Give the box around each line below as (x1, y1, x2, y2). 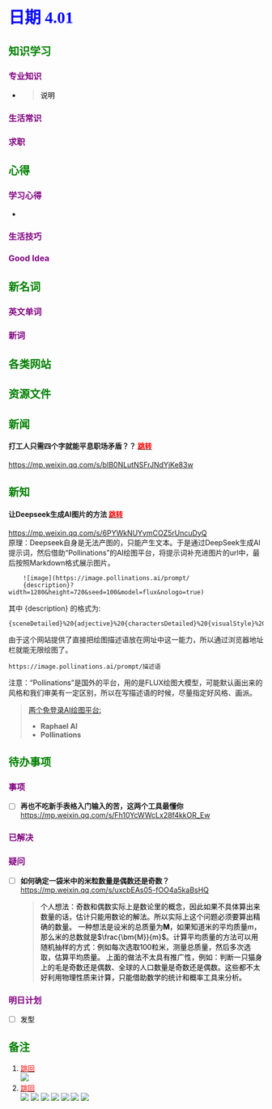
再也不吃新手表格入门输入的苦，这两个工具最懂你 (19, 802, 184, 811)
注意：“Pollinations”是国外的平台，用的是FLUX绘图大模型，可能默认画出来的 (8, 677, 263, 688)
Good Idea (8, 252, 50, 264)
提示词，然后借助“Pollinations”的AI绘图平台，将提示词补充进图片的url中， (8, 548, 253, 557)
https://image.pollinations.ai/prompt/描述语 (8, 662, 161, 671)
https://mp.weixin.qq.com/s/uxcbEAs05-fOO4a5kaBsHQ (19, 885, 209, 895)
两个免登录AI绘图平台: (28, 705, 102, 714)
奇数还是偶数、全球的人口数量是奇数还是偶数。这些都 (68, 962, 247, 971)
